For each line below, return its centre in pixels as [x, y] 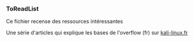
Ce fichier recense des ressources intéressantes [64, 22]
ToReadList [23, 9]
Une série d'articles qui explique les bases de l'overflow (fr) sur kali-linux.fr [97, 33]
